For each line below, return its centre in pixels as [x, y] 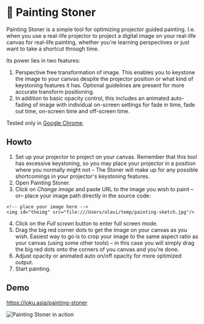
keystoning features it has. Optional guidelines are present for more [100, 85]
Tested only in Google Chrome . [45, 123]
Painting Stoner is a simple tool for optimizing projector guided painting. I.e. [101, 29]
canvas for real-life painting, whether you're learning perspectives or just [98, 42]
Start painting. [33, 269]
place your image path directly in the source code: [88, 195]
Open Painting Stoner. [43, 183]
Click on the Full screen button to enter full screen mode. [86, 223]
